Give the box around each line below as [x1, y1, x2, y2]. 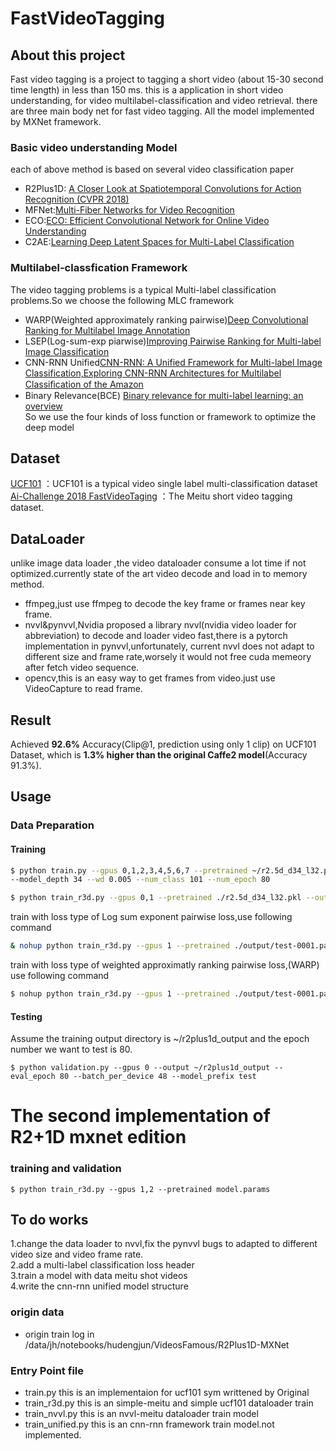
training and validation [10, 1162, 122, 1176]
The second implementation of [10, 1105, 271, 1127]
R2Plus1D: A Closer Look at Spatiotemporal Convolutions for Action [24, 183, 302, 195]
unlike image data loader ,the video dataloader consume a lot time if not [10, 557, 307, 569]
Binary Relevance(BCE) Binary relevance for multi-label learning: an [24, 389, 304, 401]
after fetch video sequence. [24, 662, 140, 674]
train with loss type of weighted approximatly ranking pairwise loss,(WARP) [10, 959, 320, 971]
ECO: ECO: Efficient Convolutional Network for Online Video [24, 215, 270, 227]
